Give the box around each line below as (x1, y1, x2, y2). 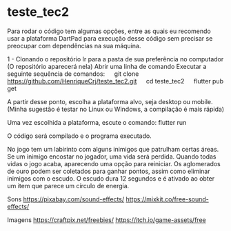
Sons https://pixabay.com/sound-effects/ (7, 194, 125, 203)
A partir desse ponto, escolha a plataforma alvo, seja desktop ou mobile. (7, 97, 213, 106)
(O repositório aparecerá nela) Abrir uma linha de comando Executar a (7, 62, 207, 70)
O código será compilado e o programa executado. (7, 132, 152, 140)
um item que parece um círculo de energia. (7, 181, 130, 190)
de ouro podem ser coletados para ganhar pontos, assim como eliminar (7, 167, 210, 175)
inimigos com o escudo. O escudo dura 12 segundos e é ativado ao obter (7, 174, 215, 183)
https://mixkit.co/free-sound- (125, 194, 209, 203)
